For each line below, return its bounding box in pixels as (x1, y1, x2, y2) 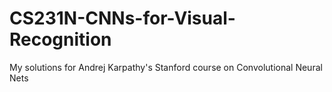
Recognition (9, 28, 112, 51)
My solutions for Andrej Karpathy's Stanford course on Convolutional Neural (9, 61, 323, 73)
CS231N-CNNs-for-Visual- (9, 7, 236, 30)
